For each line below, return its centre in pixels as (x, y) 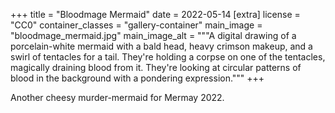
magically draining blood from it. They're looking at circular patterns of (156, 67)
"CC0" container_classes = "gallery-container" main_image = (136, 25)
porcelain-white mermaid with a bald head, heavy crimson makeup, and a (161, 46)
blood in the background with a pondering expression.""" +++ (137, 78)
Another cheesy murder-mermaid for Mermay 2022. (117, 97)
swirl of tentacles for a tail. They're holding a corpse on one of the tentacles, (168, 57)
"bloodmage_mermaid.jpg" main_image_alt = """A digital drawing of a (153, 35)
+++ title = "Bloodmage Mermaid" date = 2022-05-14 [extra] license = (155, 14)
